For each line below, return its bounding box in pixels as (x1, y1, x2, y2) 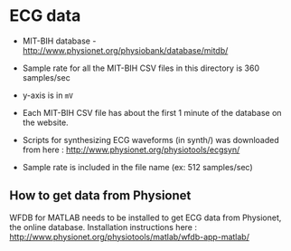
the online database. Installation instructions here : (9, 221, 197, 232)
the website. (22, 117, 70, 128)
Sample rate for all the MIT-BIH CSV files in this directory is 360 (22, 63, 260, 73)
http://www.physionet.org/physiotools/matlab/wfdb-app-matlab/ (9, 231, 250, 242)
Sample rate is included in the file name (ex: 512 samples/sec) (22, 161, 253, 172)
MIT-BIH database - (22, 35, 97, 46)
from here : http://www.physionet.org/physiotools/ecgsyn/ (22, 144, 240, 155)
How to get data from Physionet (9, 188, 192, 204)
